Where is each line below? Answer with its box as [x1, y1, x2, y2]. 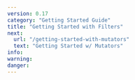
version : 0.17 [7, 10, 49, 17]
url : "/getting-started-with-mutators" [13, 36, 130, 43]
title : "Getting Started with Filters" [7, 23, 124, 30]
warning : [7, 56, 33, 63]
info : [7, 49, 23, 56]
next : [7, 29, 23, 37]
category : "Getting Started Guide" [7, 17, 111, 24]
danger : [7, 62, 30, 69]
